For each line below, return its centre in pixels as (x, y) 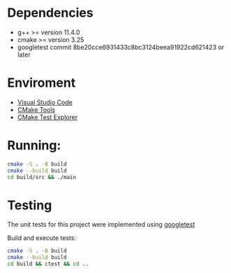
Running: (34, 146)
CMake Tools (36, 109)
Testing (30, 205)
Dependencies (50, 13)
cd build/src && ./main (42, 177)
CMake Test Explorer (47, 117)
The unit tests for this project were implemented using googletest (101, 225)
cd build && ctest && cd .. (48, 264)
